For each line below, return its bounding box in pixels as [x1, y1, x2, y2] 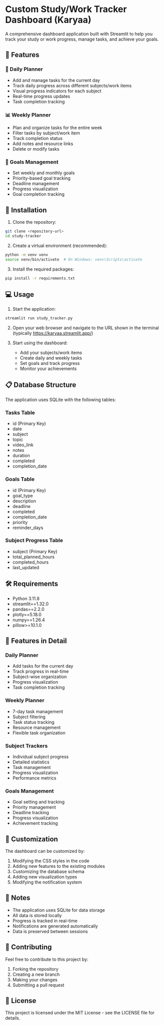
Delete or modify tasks [12, 146, 60, 152]
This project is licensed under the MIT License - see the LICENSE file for [5, 1010, 154, 1016]
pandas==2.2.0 [12, 606, 45, 612]
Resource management [12, 724, 61, 730]
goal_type [12, 492, 34, 498]
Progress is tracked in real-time [12, 918, 78, 924]
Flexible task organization [12, 729, 66, 736]
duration [12, 453, 30, 459]
